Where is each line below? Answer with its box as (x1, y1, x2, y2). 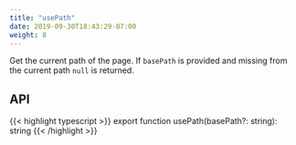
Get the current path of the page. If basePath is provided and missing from (9, 56, 288, 67)
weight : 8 (9, 30, 48, 39)
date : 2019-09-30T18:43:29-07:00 (9, 22, 137, 31)
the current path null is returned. (9, 65, 134, 76)
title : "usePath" (9, 13, 76, 23)
